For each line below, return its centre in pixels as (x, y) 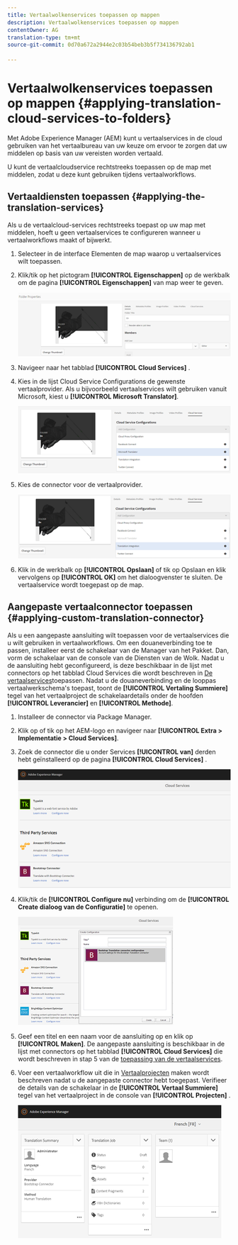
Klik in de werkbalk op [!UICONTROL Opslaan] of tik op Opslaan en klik (122, 569)
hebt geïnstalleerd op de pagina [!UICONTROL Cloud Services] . (112, 759)
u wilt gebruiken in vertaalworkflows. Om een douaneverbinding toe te (110, 642)
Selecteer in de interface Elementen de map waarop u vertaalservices (119, 253)
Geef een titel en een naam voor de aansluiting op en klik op (105, 1036)
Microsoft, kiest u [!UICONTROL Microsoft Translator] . (98, 396)
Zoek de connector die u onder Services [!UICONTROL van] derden (117, 752)
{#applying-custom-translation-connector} (106, 618)
